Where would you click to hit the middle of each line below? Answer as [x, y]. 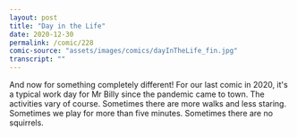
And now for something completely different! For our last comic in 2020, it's [148, 85]
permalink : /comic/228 [51, 43]
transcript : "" [38, 59]
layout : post [34, 17]
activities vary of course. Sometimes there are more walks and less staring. [148, 103]
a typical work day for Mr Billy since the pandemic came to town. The [137, 94]
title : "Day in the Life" [57, 26]
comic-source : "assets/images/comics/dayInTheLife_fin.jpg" [124, 51]
